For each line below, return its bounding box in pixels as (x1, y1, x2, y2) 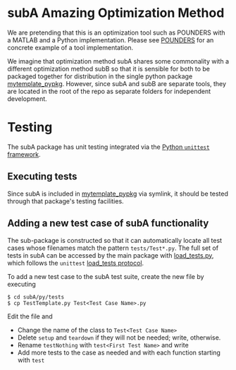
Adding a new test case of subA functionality (7, 217, 209, 229)
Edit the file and (7, 312, 53, 321)
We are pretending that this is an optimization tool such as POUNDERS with (7, 28, 225, 37)
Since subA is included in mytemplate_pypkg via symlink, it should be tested (7, 189, 229, 198)
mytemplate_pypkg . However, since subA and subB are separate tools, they (7, 79, 227, 88)
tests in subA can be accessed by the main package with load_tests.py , (7, 251, 214, 259)
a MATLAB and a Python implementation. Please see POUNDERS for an (7, 35, 214, 44)
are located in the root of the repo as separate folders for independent (7, 87, 211, 95)
